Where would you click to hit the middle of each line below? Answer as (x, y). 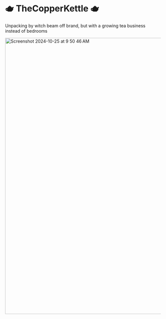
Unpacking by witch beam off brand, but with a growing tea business (75, 26)
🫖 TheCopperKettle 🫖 (52, 9)
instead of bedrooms (26, 31)
